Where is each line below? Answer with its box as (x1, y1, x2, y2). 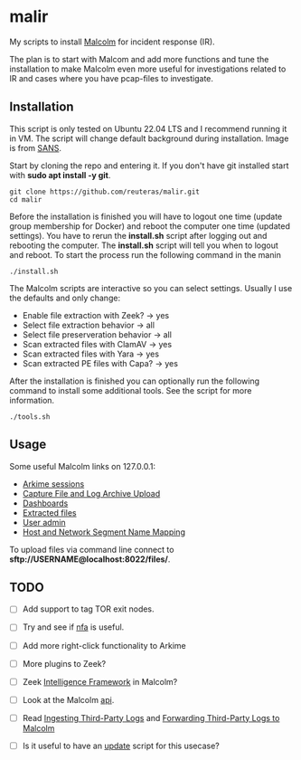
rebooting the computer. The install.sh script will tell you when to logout (9, 240, 278, 251)
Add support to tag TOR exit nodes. (22, 603, 155, 614)
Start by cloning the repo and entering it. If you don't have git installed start (9, 160, 289, 171)
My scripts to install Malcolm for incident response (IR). (9, 36, 215, 47)
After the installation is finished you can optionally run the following (9, 375, 260, 386)
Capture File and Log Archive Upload (22, 488, 161, 499)
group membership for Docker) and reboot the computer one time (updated (9, 220, 291, 232)
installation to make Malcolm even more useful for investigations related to (9, 63, 287, 74)
